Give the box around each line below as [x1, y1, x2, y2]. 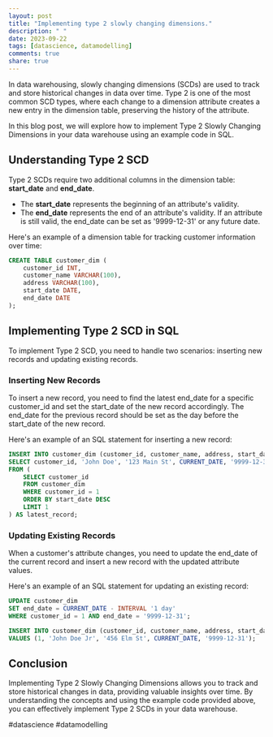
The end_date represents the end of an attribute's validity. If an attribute [19, 208, 262, 218]
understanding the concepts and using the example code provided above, [8, 696, 256, 705]
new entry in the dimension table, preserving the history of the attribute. [8, 105, 249, 114]
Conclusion [8, 657, 68, 670]
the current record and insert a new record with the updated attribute [8, 557, 240, 567]
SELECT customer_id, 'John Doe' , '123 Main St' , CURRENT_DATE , [8, 458, 227, 466]
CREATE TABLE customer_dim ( [8, 256, 107, 265]
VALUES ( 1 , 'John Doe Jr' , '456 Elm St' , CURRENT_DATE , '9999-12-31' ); [8, 634, 256, 642]
